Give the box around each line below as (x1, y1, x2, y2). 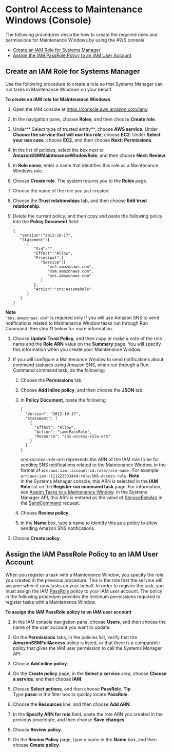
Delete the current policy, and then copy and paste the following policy (12, 213, 163, 219)
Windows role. (12, 168, 44, 174)
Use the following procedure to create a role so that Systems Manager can (5, 81, 163, 87)
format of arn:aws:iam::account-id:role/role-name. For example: (20, 467, 160, 473)
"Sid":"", (33, 246, 55, 251)
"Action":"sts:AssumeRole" (33, 286, 91, 292)
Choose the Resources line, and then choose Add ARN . (12, 701, 131, 707)
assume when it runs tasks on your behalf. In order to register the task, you (5, 582, 164, 588)
